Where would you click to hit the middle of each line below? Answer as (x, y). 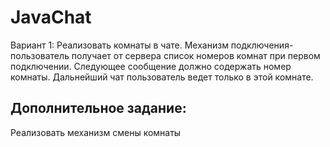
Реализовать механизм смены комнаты (96, 132)
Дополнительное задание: (98, 108)
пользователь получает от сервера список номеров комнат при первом (165, 55)
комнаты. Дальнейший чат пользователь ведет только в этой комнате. (162, 77)
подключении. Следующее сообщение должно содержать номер (151, 66)
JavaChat (51, 17)
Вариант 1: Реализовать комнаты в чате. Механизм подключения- (152, 45)
